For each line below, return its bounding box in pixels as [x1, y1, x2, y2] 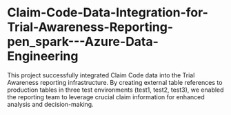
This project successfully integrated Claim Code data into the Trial [7, 71, 195, 79]
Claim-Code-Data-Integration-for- [7, 5, 208, 21]
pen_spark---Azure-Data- [7, 34, 159, 49]
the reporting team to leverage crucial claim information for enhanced [7, 92, 205, 101]
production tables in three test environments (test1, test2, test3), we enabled [7, 86, 224, 94]
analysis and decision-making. [7, 100, 94, 108]
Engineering [7, 49, 79, 64]
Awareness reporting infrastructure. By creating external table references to [7, 78, 223, 86]
